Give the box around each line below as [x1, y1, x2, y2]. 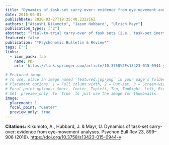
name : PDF [14, 59, 35, 64]
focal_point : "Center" [10, 105, 57, 110]
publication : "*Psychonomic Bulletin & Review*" [5, 40, 109, 45]
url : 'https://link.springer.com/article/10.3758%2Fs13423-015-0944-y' [14, 63, 167, 68]
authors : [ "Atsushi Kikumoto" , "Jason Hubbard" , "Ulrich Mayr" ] [5, 21, 143, 27]
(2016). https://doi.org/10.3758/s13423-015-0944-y [15, 134, 122, 140]
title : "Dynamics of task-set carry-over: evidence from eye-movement [5, 7, 156, 13]
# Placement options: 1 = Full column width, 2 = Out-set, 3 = [5, 82, 141, 87]
